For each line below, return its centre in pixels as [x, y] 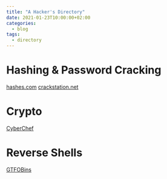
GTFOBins [19, 169]
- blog [20, 29]
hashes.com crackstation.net [42, 87]
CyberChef [20, 128]
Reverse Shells [44, 153]
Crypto [24, 111]
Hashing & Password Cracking [84, 70]
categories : [21, 23]
